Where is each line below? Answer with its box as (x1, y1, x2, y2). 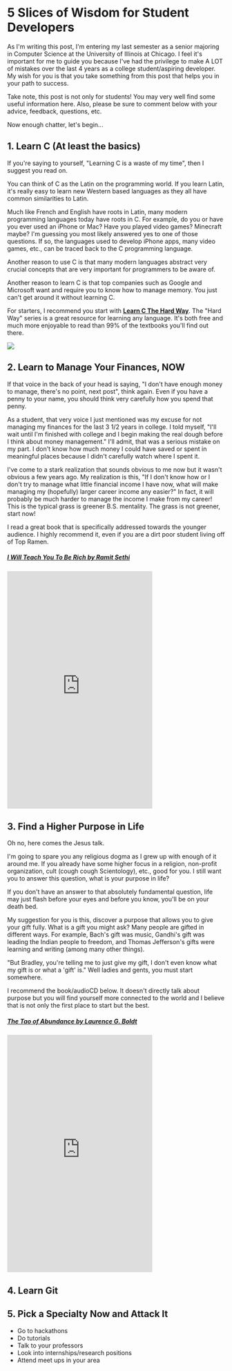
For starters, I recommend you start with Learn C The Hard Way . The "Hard (7, 306, 222, 315)
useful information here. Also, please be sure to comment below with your (7, 99, 217, 108)
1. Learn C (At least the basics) (7, 140, 141, 153)
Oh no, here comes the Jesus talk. (7, 839, 105, 847)
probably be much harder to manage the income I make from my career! (7, 495, 213, 503)
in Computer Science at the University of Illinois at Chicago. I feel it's (7, 50, 202, 58)
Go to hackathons (17, 1326, 68, 1334)
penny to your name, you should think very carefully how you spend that (7, 394, 213, 403)
